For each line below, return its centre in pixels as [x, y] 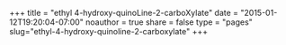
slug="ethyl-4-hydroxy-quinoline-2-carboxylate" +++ [109, 31]
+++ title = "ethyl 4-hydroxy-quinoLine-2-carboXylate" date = [124, 13]
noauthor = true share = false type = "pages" [169, 22]
